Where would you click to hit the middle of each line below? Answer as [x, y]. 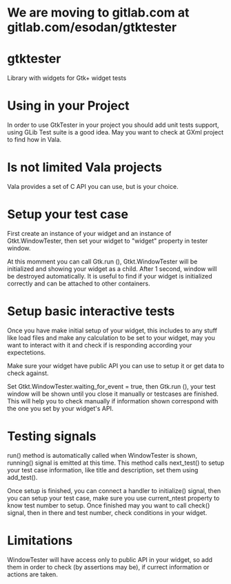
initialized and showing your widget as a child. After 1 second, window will [112, 269]
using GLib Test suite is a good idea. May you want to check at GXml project [115, 132]
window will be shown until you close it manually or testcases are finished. [113, 394]
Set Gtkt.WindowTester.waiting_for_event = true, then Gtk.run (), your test [111, 386]
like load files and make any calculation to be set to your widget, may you [111, 338]
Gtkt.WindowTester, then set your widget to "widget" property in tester [108, 241]
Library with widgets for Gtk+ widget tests [67, 78]
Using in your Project [68, 106]
